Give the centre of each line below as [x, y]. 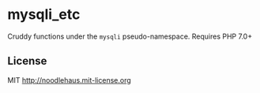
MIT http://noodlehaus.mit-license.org [69, 80]
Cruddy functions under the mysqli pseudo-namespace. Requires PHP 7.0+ [130, 36]
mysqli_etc [44, 15]
